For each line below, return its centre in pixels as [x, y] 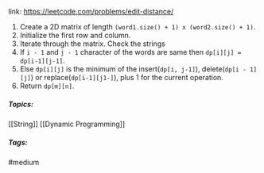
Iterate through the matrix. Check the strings [92, 44]
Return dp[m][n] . [47, 86]
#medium [24, 162]
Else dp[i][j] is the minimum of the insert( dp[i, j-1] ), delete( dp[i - [133, 69]
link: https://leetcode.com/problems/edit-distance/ [91, 12]
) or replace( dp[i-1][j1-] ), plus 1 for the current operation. [127, 77]
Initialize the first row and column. [75, 35]
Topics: [21, 104]
